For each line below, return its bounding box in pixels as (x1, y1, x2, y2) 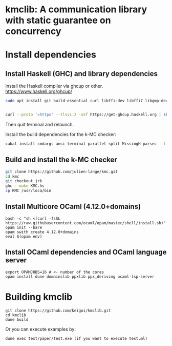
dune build (5, 317, 29, 322)
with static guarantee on (5, 14, 111, 26)
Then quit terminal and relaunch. (5, 121, 74, 127)
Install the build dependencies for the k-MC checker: (5, 131, 117, 137)
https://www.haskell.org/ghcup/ (5, 88, 73, 94)
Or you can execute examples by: (5, 326, 76, 332)
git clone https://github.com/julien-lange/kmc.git (5, 169, 118, 174)
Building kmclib (5, 291, 73, 302)
